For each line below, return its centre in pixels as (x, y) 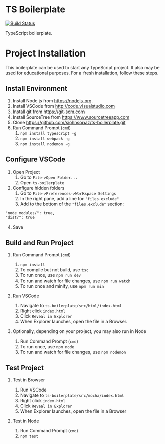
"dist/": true (20, 217)
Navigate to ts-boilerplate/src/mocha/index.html (72, 395)
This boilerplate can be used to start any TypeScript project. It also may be (82, 67)
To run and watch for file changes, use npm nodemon (73, 352)
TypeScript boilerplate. (29, 33)
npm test (29, 437)
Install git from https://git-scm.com (49, 112)
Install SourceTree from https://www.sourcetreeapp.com (71, 117)
